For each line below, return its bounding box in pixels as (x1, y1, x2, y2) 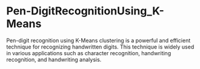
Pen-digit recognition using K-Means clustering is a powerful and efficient (6, 37, 191, 44)
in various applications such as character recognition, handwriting (6, 49, 172, 56)
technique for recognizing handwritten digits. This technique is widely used (6, 43, 195, 50)
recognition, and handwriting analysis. (6, 56, 102, 63)
